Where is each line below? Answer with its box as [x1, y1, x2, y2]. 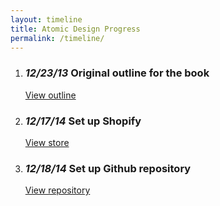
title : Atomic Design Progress [10, 24, 141, 34]
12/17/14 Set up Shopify [24, 114, 142, 128]
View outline [24, 89, 77, 101]
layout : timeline [10, 14, 83, 25]
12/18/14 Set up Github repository [24, 161, 192, 175]
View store [24, 136, 70, 148]
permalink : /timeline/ [10, 33, 105, 43]
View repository [24, 184, 91, 196]
